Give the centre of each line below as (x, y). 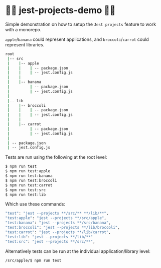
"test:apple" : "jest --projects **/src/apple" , (56, 218)
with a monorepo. (23, 29)
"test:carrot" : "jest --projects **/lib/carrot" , (58, 232)
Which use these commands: (35, 204)
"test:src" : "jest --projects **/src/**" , (50, 241)
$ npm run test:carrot (29, 185)
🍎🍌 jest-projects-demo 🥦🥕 (60, 10)
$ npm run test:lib (26, 194)
